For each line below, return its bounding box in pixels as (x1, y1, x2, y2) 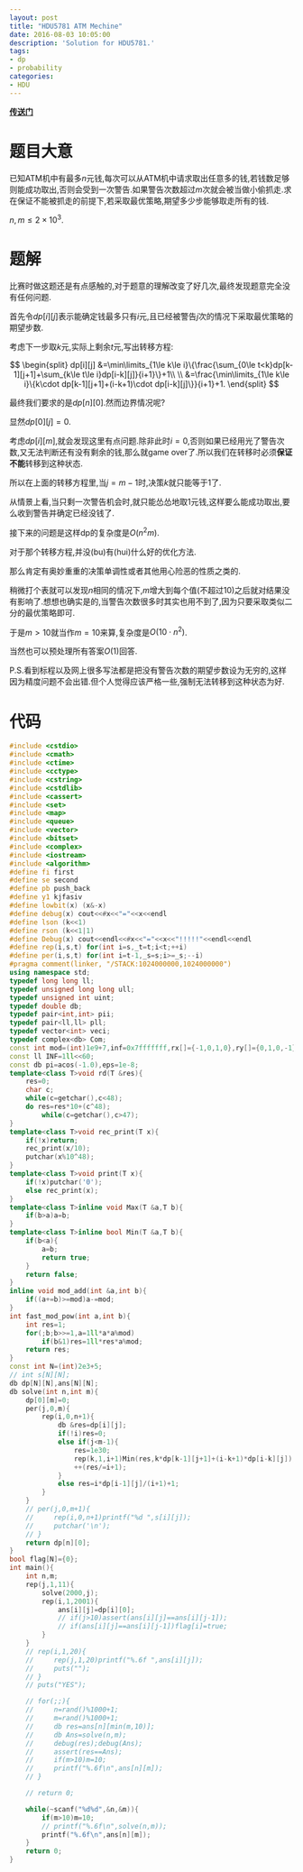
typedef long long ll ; (9, 976, 95, 986)
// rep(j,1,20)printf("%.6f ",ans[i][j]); (25, 1656, 204, 1665)
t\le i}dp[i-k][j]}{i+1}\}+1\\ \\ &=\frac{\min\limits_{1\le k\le (82, 369, 290, 380)
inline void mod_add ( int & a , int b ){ (9, 1287, 147, 1296)
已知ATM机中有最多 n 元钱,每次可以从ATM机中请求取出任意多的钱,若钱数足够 (9, 172, 290, 183)
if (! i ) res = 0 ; (57, 1429, 106, 1438)
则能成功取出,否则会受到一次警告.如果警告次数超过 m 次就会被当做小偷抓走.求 (9, 184, 292, 195)
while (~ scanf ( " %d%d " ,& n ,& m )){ (25, 1804, 140, 1813)
